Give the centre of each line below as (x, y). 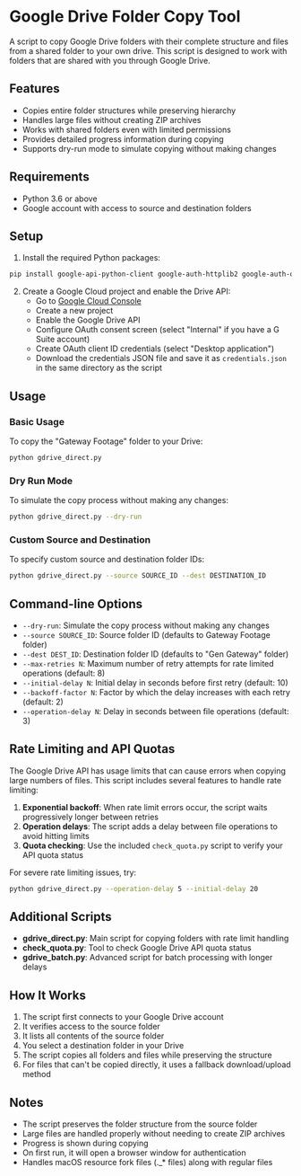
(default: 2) (43, 702)
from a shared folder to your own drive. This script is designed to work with (148, 50)
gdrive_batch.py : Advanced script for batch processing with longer (147, 958)
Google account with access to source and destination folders (137, 208)
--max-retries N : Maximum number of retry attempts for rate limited (148, 663)
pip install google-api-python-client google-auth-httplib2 (124, 274)
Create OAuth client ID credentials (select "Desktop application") (155, 349)
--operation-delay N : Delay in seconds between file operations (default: (155, 711)
